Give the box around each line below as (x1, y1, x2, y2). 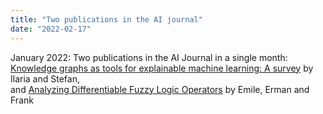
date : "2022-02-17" (10, 24, 92, 34)
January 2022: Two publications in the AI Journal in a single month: (10, 51, 288, 63)
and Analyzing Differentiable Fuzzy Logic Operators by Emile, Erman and (10, 83, 310, 95)
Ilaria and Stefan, (10, 72, 80, 85)
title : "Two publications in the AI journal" (10, 14, 203, 25)
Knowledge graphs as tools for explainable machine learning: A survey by (10, 62, 314, 74)
